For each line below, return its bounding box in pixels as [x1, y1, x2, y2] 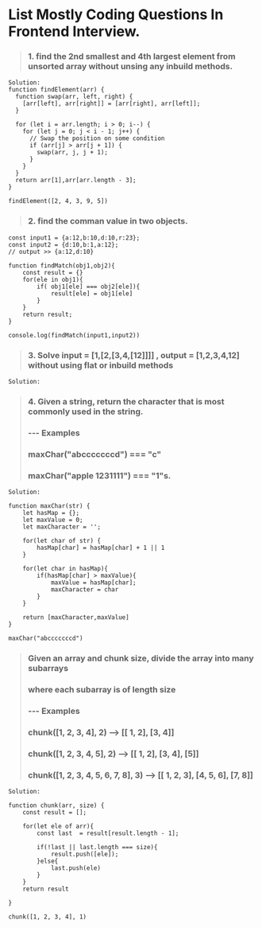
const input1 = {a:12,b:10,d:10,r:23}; [8, 233, 141, 242]
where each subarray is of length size [27, 684, 176, 695]
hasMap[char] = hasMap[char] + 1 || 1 [37, 544, 165, 552]
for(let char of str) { [22, 537, 102, 545]
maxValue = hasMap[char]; [50, 579, 137, 587]
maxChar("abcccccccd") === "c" [27, 448, 162, 459]
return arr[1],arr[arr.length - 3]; [15, 177, 137, 185]
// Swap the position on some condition [29, 135, 165, 142]
